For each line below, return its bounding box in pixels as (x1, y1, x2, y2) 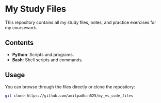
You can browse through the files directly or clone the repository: (5, 84, 135, 89)
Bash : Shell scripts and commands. (12, 57, 83, 63)
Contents (5, 39, 34, 47)
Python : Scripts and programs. (12, 51, 74, 57)
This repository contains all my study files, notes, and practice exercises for (5, 19, 157, 25)
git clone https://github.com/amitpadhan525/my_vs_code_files (5, 93, 133, 98)
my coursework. (5, 24, 37, 30)
